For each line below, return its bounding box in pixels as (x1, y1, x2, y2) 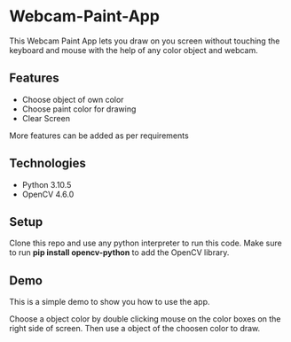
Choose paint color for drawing (21, 104, 137, 114)
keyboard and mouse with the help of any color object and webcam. (9, 44, 259, 55)
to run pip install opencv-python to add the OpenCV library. (9, 247, 230, 258)
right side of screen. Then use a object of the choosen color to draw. (9, 323, 261, 334)
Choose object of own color (21, 94, 124, 105)
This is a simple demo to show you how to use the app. (9, 297, 210, 307)
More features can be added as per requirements (9, 130, 189, 141)
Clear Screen (21, 113, 71, 123)
